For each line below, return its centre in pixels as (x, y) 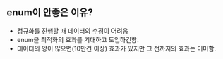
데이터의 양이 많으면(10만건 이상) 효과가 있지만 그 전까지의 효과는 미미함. (116, 48)
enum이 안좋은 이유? (50, 13)
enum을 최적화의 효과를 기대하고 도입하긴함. (78, 39)
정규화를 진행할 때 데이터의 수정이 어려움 (72, 31)
